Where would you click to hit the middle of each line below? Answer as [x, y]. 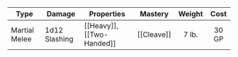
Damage [61, 14]
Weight [191, 14]
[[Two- [96, 34]
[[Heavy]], [101, 26]
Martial [22, 30]
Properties [107, 14]
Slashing [59, 39]
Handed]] [100, 43]
